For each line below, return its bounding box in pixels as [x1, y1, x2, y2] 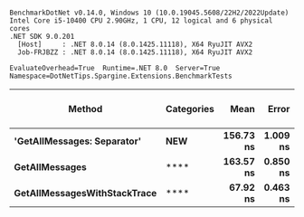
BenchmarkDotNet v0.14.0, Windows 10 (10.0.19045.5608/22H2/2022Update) [9, 8, 290, 17]
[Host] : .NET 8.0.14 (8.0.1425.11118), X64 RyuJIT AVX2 [17, 40, 253, 49]
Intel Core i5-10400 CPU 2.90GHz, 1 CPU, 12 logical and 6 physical [9, 16, 273, 25]
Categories [166, 103, 215, 115]
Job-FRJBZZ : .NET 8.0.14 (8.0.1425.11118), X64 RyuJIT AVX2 [17, 48, 253, 57]
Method [68, 103, 103, 115]
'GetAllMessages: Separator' [14, 135, 142, 147]
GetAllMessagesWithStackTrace [14, 187, 157, 199]
